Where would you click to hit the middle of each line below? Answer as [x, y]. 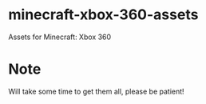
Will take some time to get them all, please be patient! [97, 91]
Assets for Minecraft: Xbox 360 [60, 37]
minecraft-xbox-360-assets [103, 15]
